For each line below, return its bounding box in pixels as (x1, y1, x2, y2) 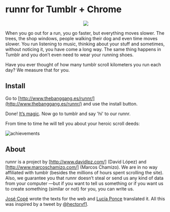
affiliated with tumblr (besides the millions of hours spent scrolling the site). (5, 169, 164, 175)
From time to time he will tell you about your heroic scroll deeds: (5, 120, 140, 126)
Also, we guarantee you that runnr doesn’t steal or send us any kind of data (5, 175, 164, 181)
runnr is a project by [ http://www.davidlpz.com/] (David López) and (5, 158, 147, 165)
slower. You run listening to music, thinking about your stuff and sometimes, (5, 41, 165, 47)
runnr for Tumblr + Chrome (5, 4, 122, 15)
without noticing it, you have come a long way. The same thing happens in (5, 46, 161, 52)
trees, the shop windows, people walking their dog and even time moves (5, 35, 158, 41)
